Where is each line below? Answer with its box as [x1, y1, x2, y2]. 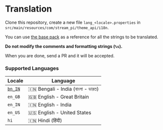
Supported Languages [5, 65, 59, 71]
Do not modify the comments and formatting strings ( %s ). [5, 43, 123, 49]
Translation [5, 3, 52, 15]
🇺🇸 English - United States [28, 109, 91, 116]
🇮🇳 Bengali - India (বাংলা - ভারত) [28, 86, 99, 93]
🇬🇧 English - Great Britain [28, 94, 89, 100]
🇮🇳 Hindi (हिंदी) [28, 117, 62, 124]
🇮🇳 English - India [28, 101, 72, 108]
